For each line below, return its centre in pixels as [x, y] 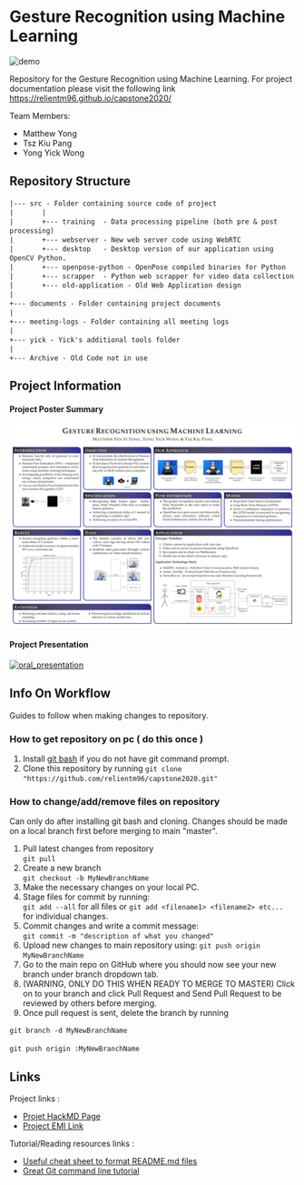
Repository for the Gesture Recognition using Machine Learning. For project [151, 78]
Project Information [65, 386]
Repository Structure [70, 181]
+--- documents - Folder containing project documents [115, 303]
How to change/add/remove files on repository [115, 801]
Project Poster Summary [57, 409]
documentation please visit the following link [93, 88]
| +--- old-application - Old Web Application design [126, 285]
